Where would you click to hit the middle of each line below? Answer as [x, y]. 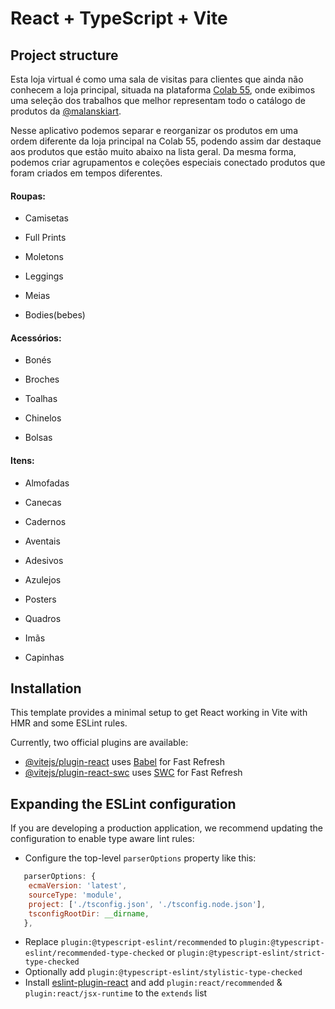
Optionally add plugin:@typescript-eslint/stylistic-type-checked [163, 972]
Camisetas [46, 218]
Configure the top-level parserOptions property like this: [140, 858]
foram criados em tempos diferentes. [86, 173]
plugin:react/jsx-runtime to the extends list [116, 993]
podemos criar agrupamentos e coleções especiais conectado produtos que [168, 162]
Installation [46, 688]
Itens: [22, 460]
